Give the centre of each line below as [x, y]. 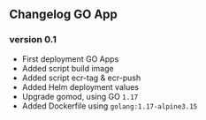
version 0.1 [33, 40]
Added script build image [68, 68]
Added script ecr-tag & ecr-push [81, 78]
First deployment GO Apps [70, 59]
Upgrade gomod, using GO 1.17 [80, 96]
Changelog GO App [63, 15]
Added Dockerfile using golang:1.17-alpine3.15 [110, 106]
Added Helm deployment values [80, 86]
